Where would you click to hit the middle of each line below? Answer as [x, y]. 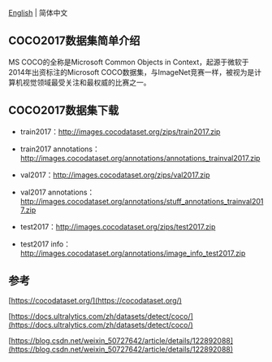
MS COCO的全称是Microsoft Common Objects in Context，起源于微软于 [129, 62]
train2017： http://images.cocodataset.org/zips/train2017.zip [120, 131]
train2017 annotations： [60, 149]
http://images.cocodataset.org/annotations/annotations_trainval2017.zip [140, 158]
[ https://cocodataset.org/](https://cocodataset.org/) [95, 301]
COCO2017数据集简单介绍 [74, 41]
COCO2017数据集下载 [64, 110]
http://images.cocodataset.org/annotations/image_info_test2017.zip [133, 253]
